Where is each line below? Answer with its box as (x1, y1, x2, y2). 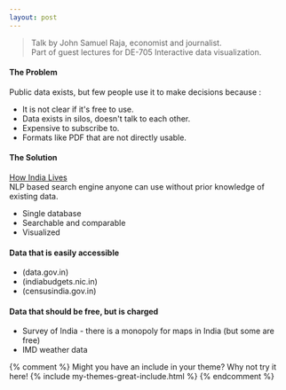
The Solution (9, 152, 58, 163)
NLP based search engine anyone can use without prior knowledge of (9, 182, 265, 192)
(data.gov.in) (21, 267, 69, 277)
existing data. (9, 191, 60, 202)
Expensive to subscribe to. (21, 122, 120, 133)
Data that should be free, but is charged (9, 306, 159, 316)
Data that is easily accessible (9, 247, 120, 258)
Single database (21, 208, 82, 219)
